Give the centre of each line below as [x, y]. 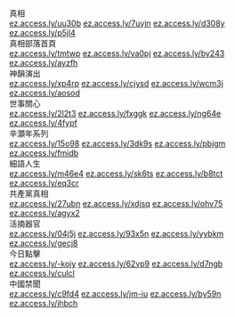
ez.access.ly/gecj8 [44, 243]
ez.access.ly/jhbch [44, 303]
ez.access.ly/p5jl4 [42, 33]
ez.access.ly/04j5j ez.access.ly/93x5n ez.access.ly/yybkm [117, 234]
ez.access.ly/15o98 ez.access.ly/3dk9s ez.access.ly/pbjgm [117, 143]
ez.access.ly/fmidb [44, 153]
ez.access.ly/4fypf [43, 123]
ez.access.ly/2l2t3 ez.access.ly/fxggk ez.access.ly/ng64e [115, 114]
